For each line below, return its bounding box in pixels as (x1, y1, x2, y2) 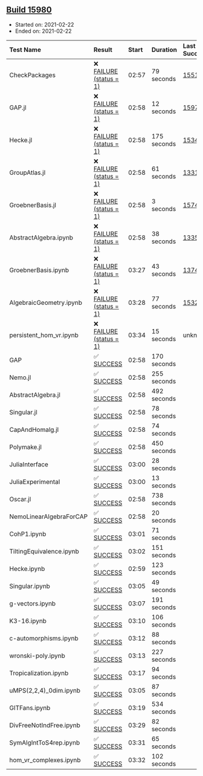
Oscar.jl (9, 495, 31, 503)
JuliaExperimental (9, 477, 60, 486)
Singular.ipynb (9, 582, 50, 590)
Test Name (9, 45, 41, 54)
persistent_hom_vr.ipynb (9, 331, 79, 339)
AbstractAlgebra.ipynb (9, 233, 74, 241)
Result (93, 45, 113, 54)
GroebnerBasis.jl (9, 201, 56, 209)
